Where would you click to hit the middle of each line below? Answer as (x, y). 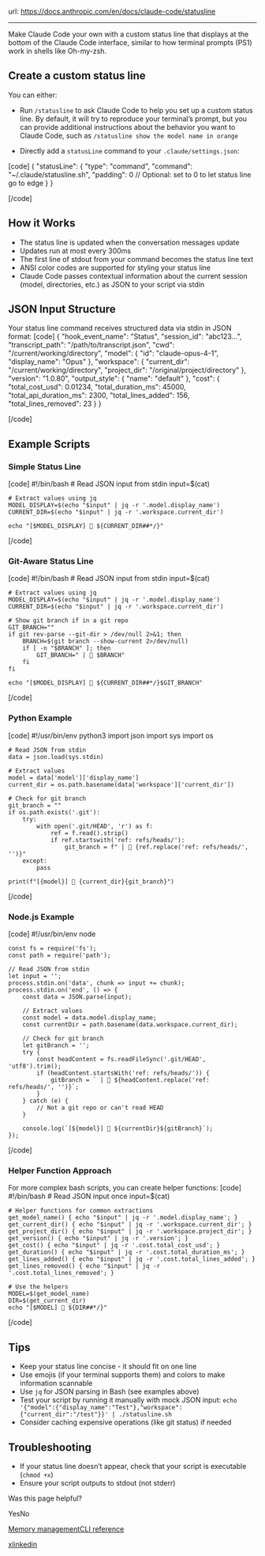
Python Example (40, 718)
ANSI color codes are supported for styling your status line (115, 268)
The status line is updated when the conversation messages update (129, 242)
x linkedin (23, 1544)
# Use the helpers (38, 1287)
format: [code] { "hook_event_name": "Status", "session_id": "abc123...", (125, 336)
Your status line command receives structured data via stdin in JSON (120, 328)
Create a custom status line (77, 76)
